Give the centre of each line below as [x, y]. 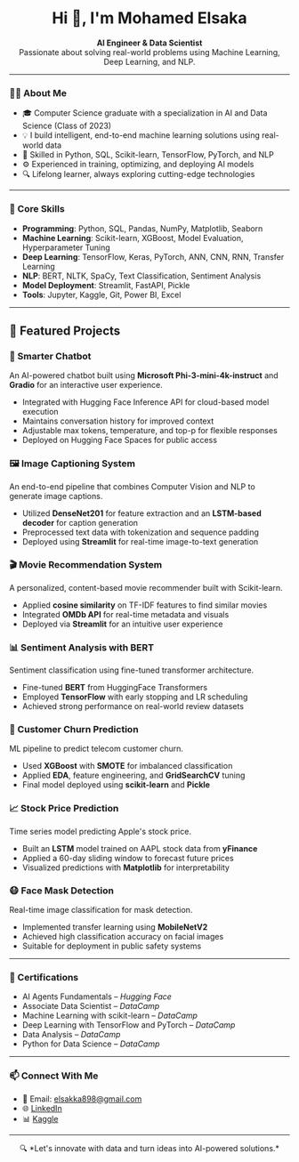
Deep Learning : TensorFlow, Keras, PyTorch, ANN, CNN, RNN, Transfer [153, 256]
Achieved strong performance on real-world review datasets [133, 706]
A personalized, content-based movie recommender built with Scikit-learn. [146, 587]
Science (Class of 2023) [67, 126]
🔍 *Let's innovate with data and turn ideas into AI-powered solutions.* [149, 1148]
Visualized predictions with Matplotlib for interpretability [125, 867]
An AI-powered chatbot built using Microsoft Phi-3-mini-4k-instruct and [144, 375]
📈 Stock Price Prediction [64, 809]
